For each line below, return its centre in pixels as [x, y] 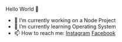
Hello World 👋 [22, 9]
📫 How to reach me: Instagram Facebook [65, 33]
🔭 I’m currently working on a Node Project [65, 20]
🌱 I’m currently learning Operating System [65, 27]
